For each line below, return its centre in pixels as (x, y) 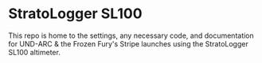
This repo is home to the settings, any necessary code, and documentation (131, 35)
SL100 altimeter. (35, 52)
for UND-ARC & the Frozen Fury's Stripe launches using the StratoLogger (128, 43)
